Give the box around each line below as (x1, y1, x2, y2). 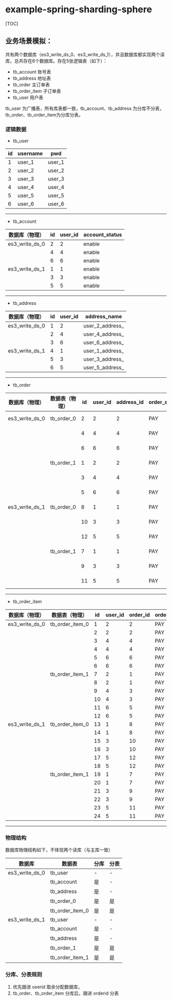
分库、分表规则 (5, 971, 42, 978)
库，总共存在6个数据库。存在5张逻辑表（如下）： (5, 57, 107, 64)
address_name (85, 313, 122, 320)
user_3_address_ (83, 356, 124, 363)
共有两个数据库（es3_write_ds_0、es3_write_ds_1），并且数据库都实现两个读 (5, 51, 165, 57)
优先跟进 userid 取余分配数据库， (12, 984, 83, 990)
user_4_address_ (83, 331, 124, 338)
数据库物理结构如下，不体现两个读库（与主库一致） (5, 847, 113, 853)
